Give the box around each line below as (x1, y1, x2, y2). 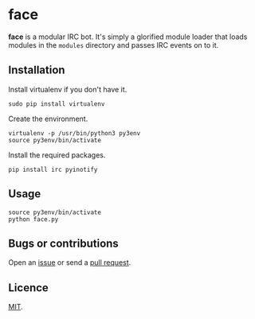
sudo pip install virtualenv (8, 99, 105, 108)
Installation (8, 64, 65, 77)
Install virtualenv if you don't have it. (8, 84, 127, 94)
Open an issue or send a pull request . (8, 258, 131, 267)
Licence (8, 281, 49, 294)
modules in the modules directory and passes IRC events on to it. (8, 40, 219, 49)
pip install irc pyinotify (8, 165, 98, 173)
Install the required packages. (8, 150, 106, 160)
